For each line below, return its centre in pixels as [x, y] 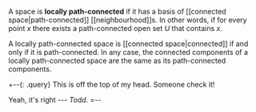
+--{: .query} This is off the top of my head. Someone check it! [112, 84]
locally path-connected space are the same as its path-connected [117, 60]
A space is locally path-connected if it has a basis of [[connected [117, 12]
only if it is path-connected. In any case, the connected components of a [128, 52]
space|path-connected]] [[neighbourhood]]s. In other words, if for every [128, 20]
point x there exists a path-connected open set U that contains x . [115, 28]
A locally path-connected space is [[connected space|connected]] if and [128, 44]
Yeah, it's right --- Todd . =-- [55, 100]
